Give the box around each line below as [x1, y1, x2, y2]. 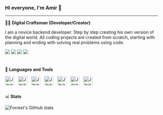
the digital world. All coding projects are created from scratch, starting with [5, 34, 155, 40]
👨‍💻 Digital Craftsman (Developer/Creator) [5, 20, 91, 26]
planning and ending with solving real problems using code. [5, 40, 125, 46]
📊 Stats [5, 93, 22, 99]
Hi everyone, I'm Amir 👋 [5, 4, 62, 11]
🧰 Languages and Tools [5, 66, 53, 72]
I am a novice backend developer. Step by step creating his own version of [5, 29, 154, 35]
